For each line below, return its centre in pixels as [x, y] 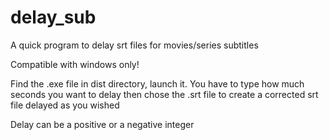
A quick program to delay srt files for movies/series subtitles [134, 45]
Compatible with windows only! [75, 64]
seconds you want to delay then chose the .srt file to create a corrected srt [164, 94]
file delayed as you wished [65, 105]
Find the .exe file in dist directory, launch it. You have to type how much [157, 83]
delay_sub [53, 17]
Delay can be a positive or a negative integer [102, 124]
